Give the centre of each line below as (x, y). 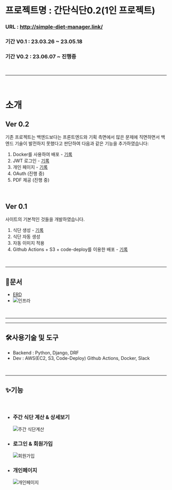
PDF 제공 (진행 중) (31, 180)
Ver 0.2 (17, 124)
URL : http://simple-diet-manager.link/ (54, 27)
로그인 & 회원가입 (33, 443)
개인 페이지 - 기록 (30, 167)
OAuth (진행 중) (28, 174)
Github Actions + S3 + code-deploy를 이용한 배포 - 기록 (70, 249)
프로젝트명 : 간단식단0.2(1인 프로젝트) (80, 10)
